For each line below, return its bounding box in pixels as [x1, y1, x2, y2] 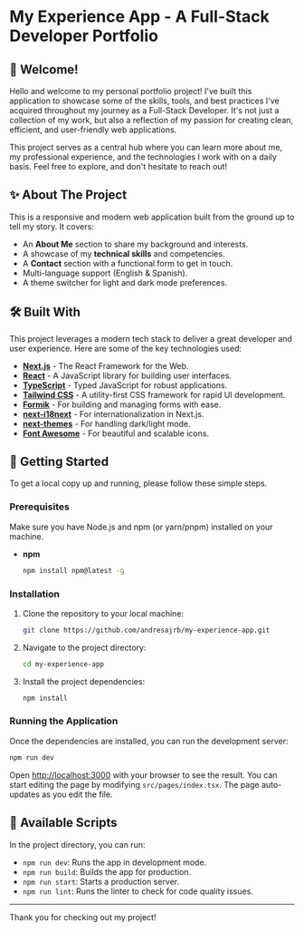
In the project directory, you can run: [9, 839, 146, 849]
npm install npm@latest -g [22, 566, 125, 575]
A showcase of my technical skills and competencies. [22, 248, 225, 259]
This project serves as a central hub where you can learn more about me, [9, 142, 283, 152]
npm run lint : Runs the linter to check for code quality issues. [22, 886, 253, 897]
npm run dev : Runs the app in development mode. [22, 857, 207, 868]
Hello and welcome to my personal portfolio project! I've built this [9, 86, 252, 96]
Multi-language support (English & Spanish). [22, 267, 188, 278]
